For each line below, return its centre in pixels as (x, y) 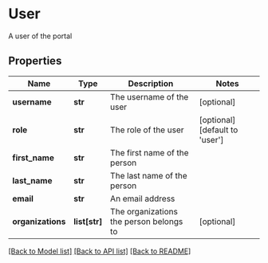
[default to (219, 130)
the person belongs (147, 222)
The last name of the (149, 175)
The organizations (144, 211)
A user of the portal (40, 36)
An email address (143, 198)
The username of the (150, 96)
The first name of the (150, 152)
